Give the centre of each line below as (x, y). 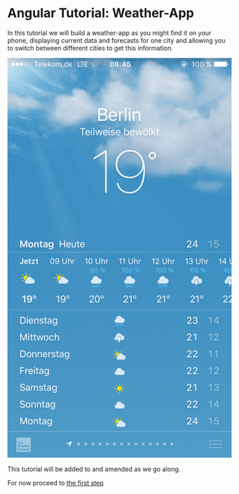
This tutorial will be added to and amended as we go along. (94, 469)
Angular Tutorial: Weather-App (101, 13)
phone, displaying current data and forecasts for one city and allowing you (116, 40)
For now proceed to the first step (56, 483)
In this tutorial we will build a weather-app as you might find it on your (110, 33)
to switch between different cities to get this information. (90, 48)
